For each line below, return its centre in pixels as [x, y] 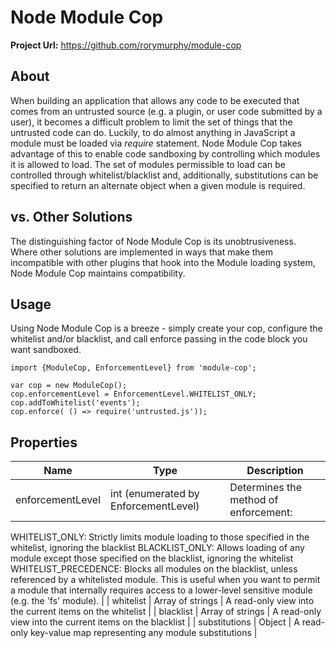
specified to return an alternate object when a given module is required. [158, 185]
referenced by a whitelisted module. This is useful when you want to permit [165, 580]
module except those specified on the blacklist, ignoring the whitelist [152, 558]
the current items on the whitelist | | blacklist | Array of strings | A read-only [166, 612]
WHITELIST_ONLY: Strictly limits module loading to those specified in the [160, 537]
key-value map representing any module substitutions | [143, 633]
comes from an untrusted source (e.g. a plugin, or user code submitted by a [166, 111]
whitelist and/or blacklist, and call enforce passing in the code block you [159, 339]
